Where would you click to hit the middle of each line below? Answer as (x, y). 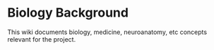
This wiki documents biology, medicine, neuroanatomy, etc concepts (107, 32)
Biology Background (68, 13)
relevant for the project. (42, 39)
